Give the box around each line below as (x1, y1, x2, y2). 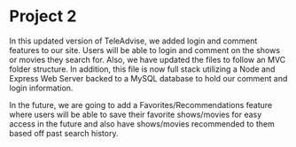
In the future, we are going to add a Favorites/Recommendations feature (9, 99, 273, 110)
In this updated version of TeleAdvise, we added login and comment (9, 35, 258, 46)
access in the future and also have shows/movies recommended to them (9, 118, 275, 129)
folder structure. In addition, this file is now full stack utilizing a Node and (9, 64, 276, 74)
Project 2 (9, 6, 77, 27)
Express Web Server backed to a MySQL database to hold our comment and (9, 73, 288, 83)
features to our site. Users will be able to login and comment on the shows (9, 44, 281, 55)
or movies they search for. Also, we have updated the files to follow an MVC (9, 54, 286, 65)
